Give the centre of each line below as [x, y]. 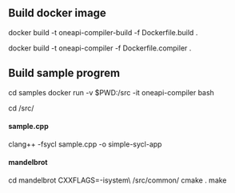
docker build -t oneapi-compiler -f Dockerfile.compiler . [100, 48]
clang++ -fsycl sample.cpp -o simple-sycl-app [85, 144]
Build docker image [57, 13]
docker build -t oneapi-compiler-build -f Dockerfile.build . [103, 32]
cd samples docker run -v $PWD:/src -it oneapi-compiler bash [111, 92]
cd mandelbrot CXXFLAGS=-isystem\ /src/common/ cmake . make [117, 180]
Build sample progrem [64, 73]
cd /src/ [21, 108]
